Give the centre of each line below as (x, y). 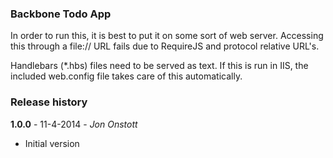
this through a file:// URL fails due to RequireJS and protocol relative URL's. (165, 46)
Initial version (52, 143)
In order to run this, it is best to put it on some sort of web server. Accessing (167, 36)
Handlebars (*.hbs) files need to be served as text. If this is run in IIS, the (159, 66)
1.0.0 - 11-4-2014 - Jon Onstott (74, 124)
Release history (49, 102)
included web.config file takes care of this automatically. (126, 76)
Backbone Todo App (61, 14)
